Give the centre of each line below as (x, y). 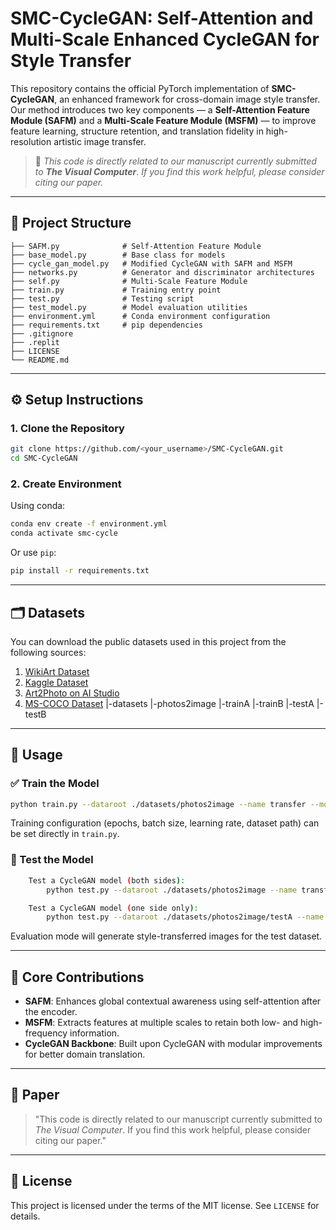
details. (25, 1216)
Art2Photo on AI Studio (72, 693)
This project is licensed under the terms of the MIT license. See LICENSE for (165, 1205)
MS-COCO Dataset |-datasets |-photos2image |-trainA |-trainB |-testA (169, 703)
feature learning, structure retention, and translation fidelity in (137, 131)
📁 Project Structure (71, 223)
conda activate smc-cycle (64, 533)
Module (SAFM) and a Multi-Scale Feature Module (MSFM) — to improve (163, 120)
